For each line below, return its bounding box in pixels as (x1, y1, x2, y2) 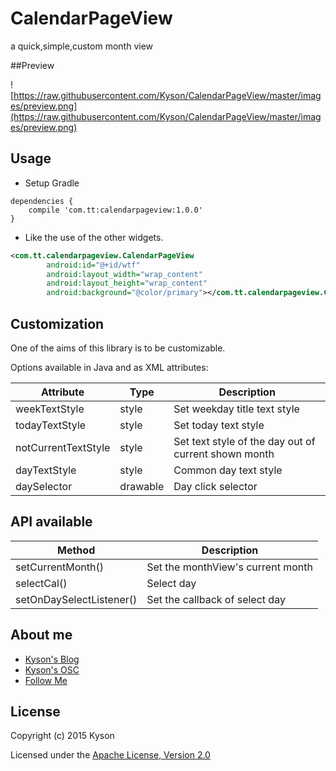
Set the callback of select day (146, 592, 286, 606)
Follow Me (24, 674, 68, 686)
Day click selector (173, 479, 258, 493)
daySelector (15, 479, 73, 493)
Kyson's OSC (24, 663, 80, 676)
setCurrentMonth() (15, 560, 104, 574)
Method (57, 543, 96, 557)
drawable (119, 479, 165, 493)
